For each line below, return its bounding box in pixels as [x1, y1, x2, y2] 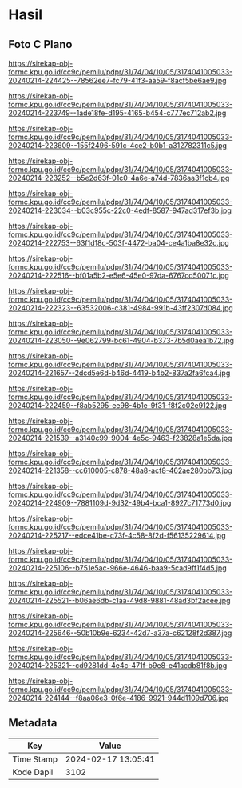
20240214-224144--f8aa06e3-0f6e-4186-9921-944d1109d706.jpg [8, 694, 229, 702]
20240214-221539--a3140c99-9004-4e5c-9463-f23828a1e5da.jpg [8, 434, 232, 442]
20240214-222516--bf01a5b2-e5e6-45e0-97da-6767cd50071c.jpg [8, 270, 229, 280]
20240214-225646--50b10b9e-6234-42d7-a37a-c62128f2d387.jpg [8, 628, 232, 638]
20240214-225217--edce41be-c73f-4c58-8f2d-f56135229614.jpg [8, 530, 226, 540]
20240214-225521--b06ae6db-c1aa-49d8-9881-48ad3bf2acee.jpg [8, 596, 231, 605]
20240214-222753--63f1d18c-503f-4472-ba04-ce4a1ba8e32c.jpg [8, 238, 229, 247]
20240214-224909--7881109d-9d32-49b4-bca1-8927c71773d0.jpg [8, 498, 232, 507]
